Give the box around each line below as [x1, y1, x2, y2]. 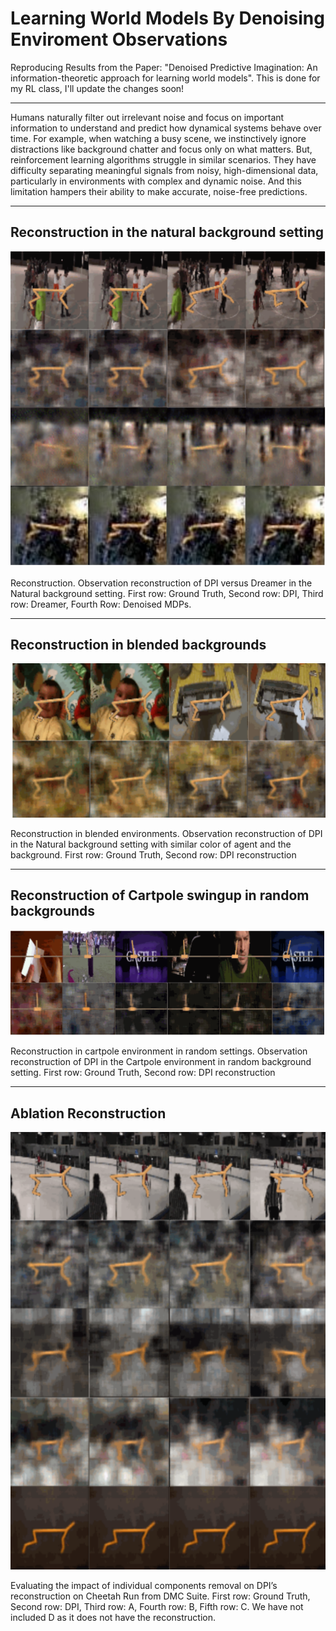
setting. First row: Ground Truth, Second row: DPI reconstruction [10, 1067, 276, 1079]
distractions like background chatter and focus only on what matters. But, [10, 143, 313, 155]
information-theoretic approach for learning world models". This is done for [10, 72, 321, 84]
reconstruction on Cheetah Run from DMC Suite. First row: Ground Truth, [10, 1590, 311, 1602]
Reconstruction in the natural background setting [10, 224, 324, 241]
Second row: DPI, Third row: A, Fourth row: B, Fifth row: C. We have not [10, 1600, 304, 1612]
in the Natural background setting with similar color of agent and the [10, 838, 292, 850]
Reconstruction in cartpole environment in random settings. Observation [10, 1045, 308, 1057]
